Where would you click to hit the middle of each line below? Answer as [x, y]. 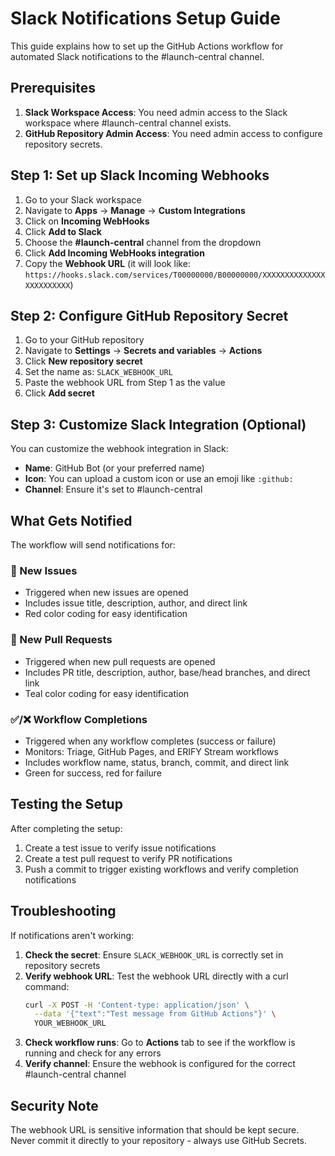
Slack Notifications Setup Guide [145, 18]
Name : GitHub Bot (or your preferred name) [114, 468]
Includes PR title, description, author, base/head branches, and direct [167, 672]
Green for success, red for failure [93, 773]
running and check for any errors [93, 1053]
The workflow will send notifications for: [93, 545]
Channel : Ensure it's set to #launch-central [113, 489]
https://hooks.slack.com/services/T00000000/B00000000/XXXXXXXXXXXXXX [175, 275]
